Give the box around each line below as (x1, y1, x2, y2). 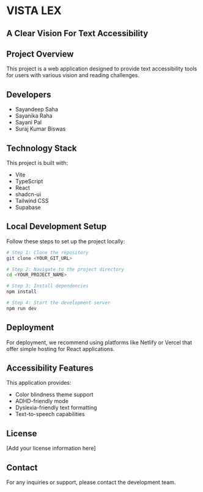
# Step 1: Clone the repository (6, 249, 89, 255)
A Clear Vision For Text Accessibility (6, 28, 149, 39)
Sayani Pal (15, 119, 42, 126)
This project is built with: (6, 159, 68, 167)
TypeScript (15, 178, 43, 185)
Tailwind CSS (15, 197, 49, 205)
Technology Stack (6, 143, 77, 153)
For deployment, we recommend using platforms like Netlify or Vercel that (6, 338, 193, 346)
